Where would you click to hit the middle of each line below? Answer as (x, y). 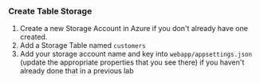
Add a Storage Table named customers (83, 45)
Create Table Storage (50, 11)
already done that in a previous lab (77, 71)
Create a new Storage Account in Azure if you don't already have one (134, 29)
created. (33, 37)
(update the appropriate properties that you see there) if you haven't (132, 62)
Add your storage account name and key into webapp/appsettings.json (136, 54)
